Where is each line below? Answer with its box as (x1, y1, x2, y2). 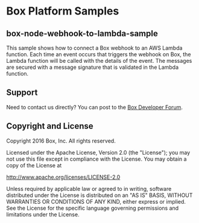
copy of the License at (6, 161, 62, 169)
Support (6, 88, 38, 98)
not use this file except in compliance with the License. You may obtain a (6, 155, 187, 163)
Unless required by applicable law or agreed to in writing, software (6, 185, 172, 192)
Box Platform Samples (6, 4, 119, 18)
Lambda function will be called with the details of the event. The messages (6, 57, 192, 64)
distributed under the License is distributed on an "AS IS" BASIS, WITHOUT (6, 192, 193, 199)
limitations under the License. (6, 210, 80, 218)
